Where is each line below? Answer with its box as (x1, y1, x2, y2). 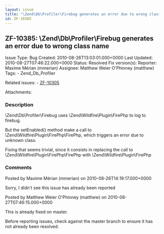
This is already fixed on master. (5, 209, 68, 214)
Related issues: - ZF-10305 (5, 80, 60, 86)
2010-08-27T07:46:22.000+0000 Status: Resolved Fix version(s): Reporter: (5, 60, 157, 66)
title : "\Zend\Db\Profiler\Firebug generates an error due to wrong (5, 12, 147, 17)
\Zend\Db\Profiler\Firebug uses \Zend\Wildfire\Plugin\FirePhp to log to (5, 113, 146, 118)
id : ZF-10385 (5, 16, 32, 21)
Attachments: (5, 89, 32, 95)
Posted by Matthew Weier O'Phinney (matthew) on (5, 194, 107, 200)
